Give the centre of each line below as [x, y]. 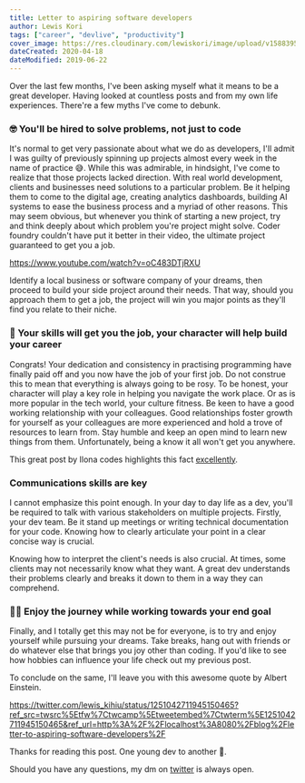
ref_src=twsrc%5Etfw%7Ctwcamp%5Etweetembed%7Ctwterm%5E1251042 [152, 715]
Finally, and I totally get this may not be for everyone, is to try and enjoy [143, 631]
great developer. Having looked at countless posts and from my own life [144, 95]
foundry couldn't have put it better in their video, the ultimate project [138, 236]
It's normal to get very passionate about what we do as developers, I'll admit [152, 149]
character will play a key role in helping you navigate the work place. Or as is [152, 393]
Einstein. [25, 688]
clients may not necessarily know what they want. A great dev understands [150, 568]
